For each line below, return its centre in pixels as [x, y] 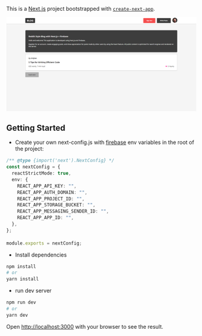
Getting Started [36, 128]
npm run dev [21, 303]
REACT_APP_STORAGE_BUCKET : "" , [56, 205]
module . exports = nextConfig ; [44, 243]
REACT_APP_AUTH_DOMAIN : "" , [52, 192]
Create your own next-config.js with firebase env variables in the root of [105, 142]
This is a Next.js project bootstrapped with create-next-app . [81, 9]
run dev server [33, 291]
